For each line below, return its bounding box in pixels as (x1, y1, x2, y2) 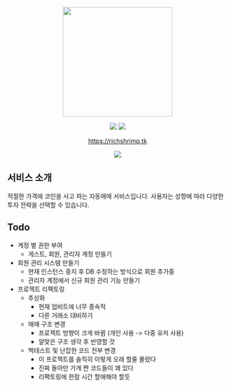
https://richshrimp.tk (87, 137, 148, 145)
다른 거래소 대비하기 (38, 311, 93, 319)
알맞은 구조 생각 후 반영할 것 (38, 337, 115, 346)
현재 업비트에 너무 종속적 (38, 302, 106, 311)
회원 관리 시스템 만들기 (17, 258, 80, 266)
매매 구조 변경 (27, 320, 66, 328)
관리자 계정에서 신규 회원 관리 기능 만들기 (27, 276, 141, 284)
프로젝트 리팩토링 (17, 285, 65, 293)
